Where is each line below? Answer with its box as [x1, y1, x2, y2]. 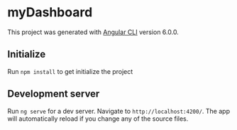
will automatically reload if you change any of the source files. [7, 114, 189, 123]
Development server [7, 88, 100, 100]
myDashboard [7, 4, 93, 21]
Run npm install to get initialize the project [7, 67, 133, 75]
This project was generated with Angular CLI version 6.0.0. [7, 28, 179, 36]
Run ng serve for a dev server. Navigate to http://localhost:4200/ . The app [7, 107, 231, 115]
